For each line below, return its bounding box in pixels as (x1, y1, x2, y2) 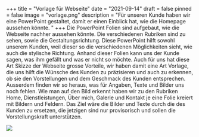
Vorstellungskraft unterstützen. (6, 113, 82, 120)
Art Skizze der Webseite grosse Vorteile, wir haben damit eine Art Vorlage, (6, 62, 189, 69)
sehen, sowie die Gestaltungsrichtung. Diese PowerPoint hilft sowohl (6, 37, 175, 44)
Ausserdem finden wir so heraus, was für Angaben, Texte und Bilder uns (6, 81, 185, 89)
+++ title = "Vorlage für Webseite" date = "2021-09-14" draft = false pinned (6, 5, 192, 12)
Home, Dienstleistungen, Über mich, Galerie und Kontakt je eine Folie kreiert (6, 94, 193, 101)
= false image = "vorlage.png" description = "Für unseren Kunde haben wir (6, 11, 191, 19)
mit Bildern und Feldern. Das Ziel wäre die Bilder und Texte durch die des (6, 101, 186, 107)
